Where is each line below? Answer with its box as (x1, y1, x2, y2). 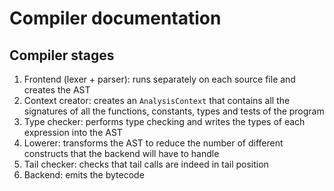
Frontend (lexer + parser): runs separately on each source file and (23, 73, 296, 85)
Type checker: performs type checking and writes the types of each (23, 116, 306, 127)
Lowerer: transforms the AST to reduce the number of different (23, 137, 284, 149)
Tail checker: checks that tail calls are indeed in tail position (23, 158, 269, 170)
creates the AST (23, 84, 91, 96)
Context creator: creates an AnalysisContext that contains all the (23, 95, 291, 106)
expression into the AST (23, 127, 123, 138)
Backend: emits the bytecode (23, 169, 145, 181)
